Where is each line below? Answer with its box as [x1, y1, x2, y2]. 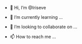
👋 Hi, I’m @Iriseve [9, 5, 46, 10]
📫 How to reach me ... [9, 34, 56, 40]
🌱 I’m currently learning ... [9, 14, 63, 20]
